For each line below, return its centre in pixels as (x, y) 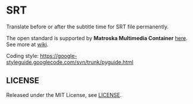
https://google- (58, 56)
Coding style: (23, 56)
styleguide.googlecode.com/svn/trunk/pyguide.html (70, 62)
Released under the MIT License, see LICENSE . (64, 95)
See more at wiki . (27, 44)
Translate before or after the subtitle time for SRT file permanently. (88, 27)
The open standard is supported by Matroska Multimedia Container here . (97, 38)
